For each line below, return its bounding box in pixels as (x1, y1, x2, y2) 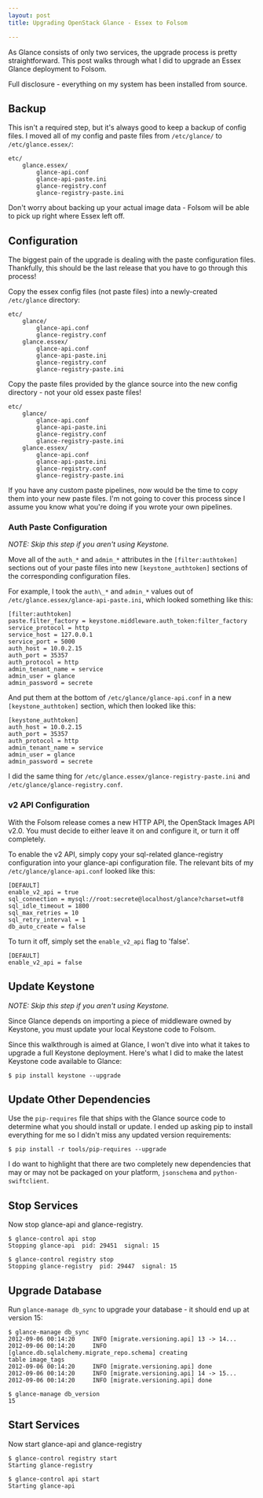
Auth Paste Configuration (8, 522, 108, 533)
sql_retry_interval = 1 (8, 915, 86, 924)
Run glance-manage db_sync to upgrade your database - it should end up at (8, 1305, 250, 1314)
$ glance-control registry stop (8, 1256, 114, 1264)
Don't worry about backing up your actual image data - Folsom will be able (8, 203, 250, 212)
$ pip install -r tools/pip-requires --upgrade (8, 1146, 167, 1154)
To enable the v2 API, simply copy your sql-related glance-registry (8, 849, 224, 859)
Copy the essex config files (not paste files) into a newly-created (8, 287, 218, 296)
